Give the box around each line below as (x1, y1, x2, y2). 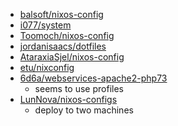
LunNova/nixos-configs (19, 94, 118, 105)
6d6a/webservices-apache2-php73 (19, 72, 168, 84)
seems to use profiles (34, 83, 124, 94)
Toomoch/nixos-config (19, 30, 115, 41)
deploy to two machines (34, 104, 134, 116)
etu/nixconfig (19, 62, 75, 73)
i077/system (19, 19, 72, 31)
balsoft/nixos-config (19, 9, 104, 20)
